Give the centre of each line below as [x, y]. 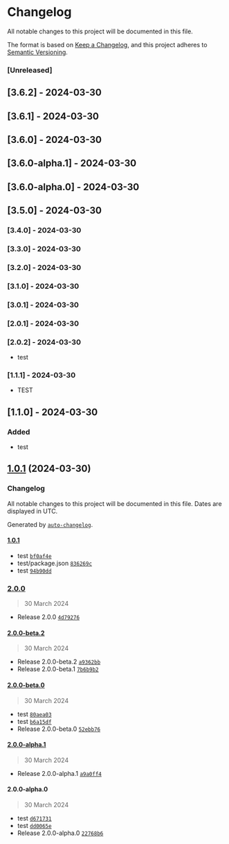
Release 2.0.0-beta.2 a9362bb [59, 662]
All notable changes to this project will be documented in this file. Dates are [115, 503]
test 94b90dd [34, 571]
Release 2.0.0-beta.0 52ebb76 [59, 729]
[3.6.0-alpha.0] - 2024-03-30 [73, 187]
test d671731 [34, 818]
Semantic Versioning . [37, 52]
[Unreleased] [30, 70]
